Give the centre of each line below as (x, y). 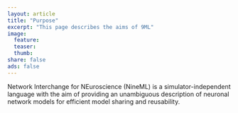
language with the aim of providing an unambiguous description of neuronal (118, 94)
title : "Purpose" (33, 20)
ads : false (23, 66)
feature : (27, 40)
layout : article (31, 14)
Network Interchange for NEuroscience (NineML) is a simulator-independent (119, 86)
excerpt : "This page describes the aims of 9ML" (81, 27)
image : (17, 34)
